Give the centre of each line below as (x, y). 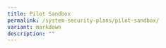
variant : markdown (34, 27)
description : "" (31, 34)
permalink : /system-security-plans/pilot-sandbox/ (83, 20)
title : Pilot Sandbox (39, 14)
